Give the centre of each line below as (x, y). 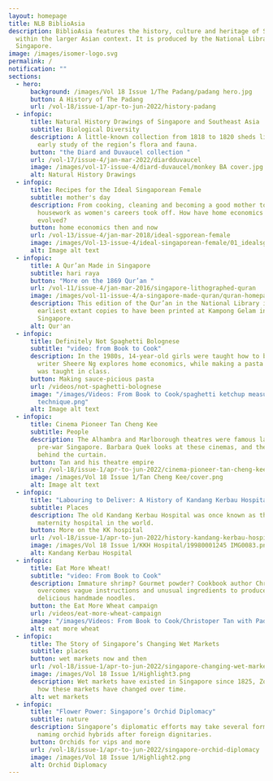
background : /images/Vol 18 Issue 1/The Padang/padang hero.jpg (141, 92)
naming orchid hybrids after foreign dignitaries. (125, 735)
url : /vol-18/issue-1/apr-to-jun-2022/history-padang (123, 107)
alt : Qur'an (50, 326)
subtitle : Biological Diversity (84, 129)
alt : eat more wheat (65, 628)
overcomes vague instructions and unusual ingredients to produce (152, 591)
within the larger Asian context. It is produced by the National (130, 39)
